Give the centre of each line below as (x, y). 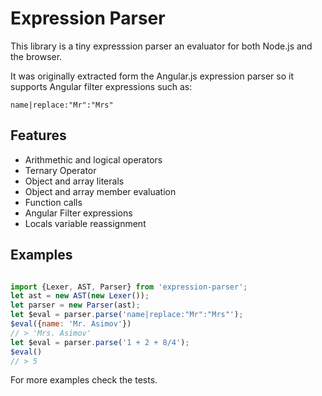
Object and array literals (74, 181)
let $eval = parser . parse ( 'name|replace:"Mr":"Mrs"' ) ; (127, 315)
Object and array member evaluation (100, 191)
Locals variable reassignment (85, 223)
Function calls (53, 202)
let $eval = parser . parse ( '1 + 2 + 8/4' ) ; (100, 342)
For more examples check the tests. (84, 380)
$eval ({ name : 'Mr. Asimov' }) (71, 324)
